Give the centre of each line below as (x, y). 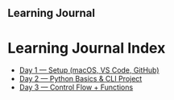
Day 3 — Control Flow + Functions (76, 87)
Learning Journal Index (87, 48)
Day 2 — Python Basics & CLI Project (81, 79)
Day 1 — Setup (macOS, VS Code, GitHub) (89, 70)
